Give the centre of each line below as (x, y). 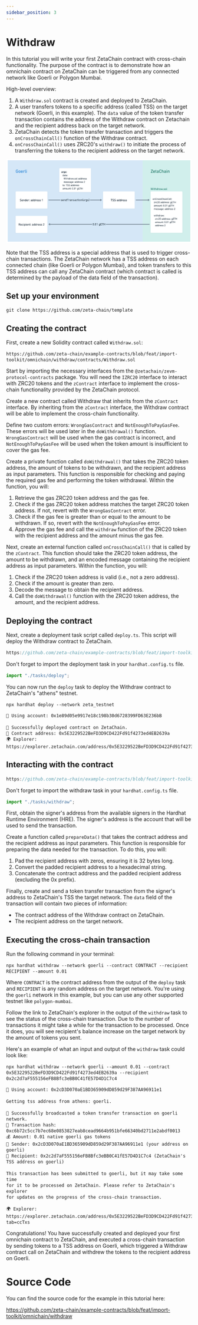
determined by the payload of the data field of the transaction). (82, 278)
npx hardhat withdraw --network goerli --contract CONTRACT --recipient (97, 966)
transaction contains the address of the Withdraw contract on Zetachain (102, 119)
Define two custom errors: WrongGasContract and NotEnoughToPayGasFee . (93, 425)
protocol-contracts (30, 378)
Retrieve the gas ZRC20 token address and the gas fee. (82, 498)
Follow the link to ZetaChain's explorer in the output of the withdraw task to (97, 1013)
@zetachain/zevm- (156, 371)
